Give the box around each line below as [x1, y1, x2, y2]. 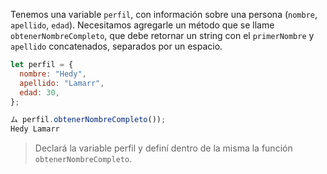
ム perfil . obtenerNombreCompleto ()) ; [10, 115, 167, 125]
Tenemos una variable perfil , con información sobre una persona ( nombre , [10, 9, 318, 20]
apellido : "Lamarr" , [19, 78, 105, 88]
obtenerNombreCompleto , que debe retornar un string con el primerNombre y [10, 30, 315, 41]
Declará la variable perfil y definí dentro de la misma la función [34, 142, 293, 154]
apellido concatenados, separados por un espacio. [10, 40, 223, 52]
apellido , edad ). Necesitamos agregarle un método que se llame [10, 19, 275, 31]
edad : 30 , [19, 87, 60, 98]
